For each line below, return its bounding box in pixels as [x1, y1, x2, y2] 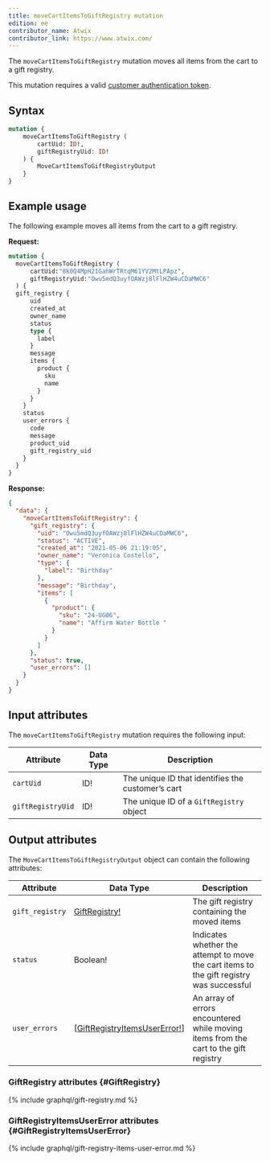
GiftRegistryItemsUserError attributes [8, 1115, 159, 1126]
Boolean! [73, 954, 108, 965]
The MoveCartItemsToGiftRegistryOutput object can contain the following [8, 854, 251, 864]
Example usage [8, 200, 87, 213]
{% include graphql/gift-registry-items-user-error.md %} [8, 1143, 196, 1153]
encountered [192, 1012, 241, 1023]
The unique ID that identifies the [122, 772, 243, 784]
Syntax [8, 104, 45, 117]
